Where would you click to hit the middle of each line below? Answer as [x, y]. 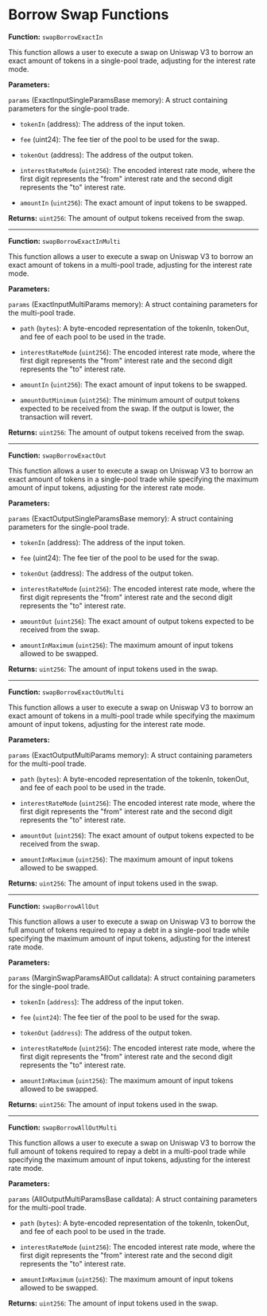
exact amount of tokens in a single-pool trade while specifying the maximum [133, 479]
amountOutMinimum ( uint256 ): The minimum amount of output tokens [130, 399]
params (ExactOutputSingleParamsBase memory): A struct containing [121, 518]
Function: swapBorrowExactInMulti [64, 241]
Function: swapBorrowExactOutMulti [66, 692]
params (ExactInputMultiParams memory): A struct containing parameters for [133, 304]
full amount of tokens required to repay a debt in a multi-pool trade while [127, 1151]
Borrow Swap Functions [89, 15]
